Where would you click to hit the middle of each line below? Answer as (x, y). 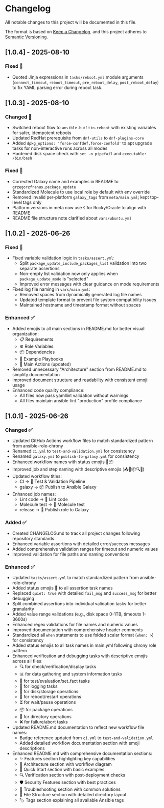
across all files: (27, 661)
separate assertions (39, 269)
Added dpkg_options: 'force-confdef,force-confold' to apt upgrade (82, 143)
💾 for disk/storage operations (49, 691)
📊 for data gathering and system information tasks (71, 674)
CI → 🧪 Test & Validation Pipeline (52, 481)
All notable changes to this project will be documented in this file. (71, 22)
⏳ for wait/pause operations (48, 702)
